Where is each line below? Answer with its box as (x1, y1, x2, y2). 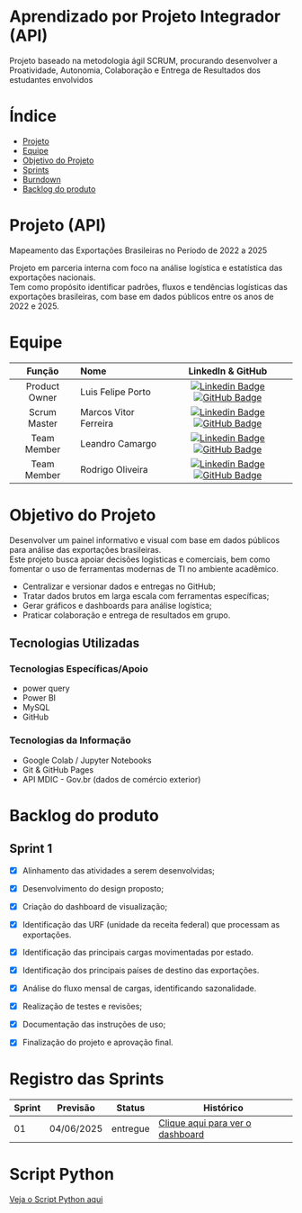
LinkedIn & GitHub (188, 365, 268, 377)
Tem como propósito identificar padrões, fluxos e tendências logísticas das (9, 281, 288, 292)
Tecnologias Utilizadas (9, 636, 140, 651)
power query (22, 683, 70, 694)
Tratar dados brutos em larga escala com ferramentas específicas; (22, 590, 270, 601)
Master (28, 417, 58, 430)
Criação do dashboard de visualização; (22, 901, 168, 911)
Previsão (57, 1101, 96, 1114)
